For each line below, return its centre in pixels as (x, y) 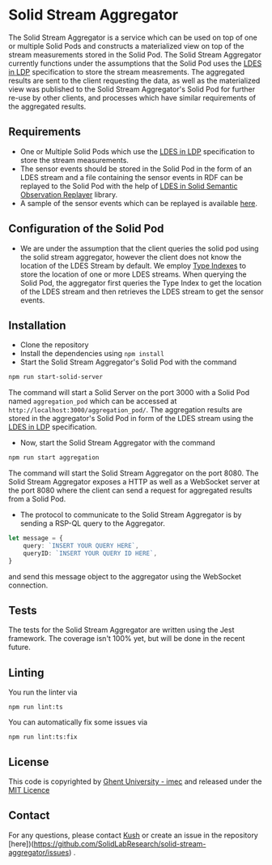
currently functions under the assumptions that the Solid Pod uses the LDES (135, 63)
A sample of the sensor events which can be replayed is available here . (138, 203)
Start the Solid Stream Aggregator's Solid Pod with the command (128, 362)
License (29, 762)
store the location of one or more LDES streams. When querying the (133, 274)
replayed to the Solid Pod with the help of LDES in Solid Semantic (129, 186)
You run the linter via (43, 692)
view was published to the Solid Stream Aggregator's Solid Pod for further (132, 89)
